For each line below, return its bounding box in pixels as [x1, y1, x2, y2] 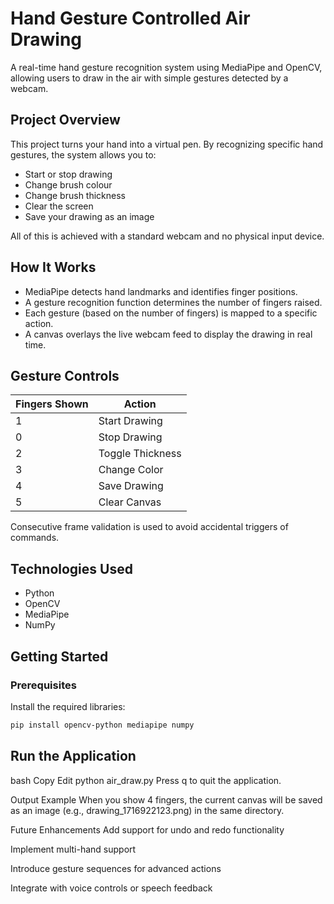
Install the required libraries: [10, 700, 126, 712]
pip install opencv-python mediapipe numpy [10, 720, 195, 730]
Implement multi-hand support [10, 843, 137, 855]
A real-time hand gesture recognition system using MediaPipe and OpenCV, [10, 61, 323, 73]
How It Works [10, 259, 97, 276]
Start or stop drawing [24, 168, 113, 180]
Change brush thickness [24, 189, 126, 201]
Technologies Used [10, 560, 133, 577]
